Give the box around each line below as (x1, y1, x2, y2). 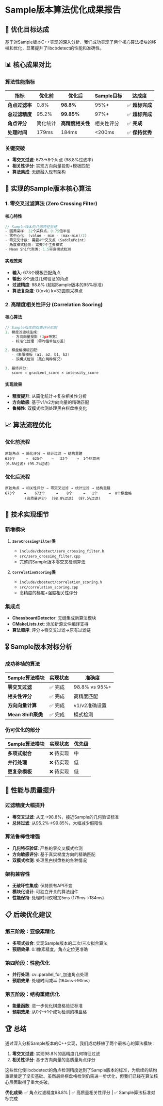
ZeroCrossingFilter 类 (12, 538, 56, 544)
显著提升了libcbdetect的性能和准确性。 (26, 45, 104, 51)
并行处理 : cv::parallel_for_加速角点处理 (12, 972, 89, 977)
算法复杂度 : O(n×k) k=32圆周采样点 (12, 287, 83, 294)
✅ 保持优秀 (127, 129, 152, 136)
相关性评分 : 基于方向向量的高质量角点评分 (12, 1057, 96, 1063)
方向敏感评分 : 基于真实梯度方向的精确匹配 (12, 851, 96, 857)
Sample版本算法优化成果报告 (5, 4, 121, 16)
